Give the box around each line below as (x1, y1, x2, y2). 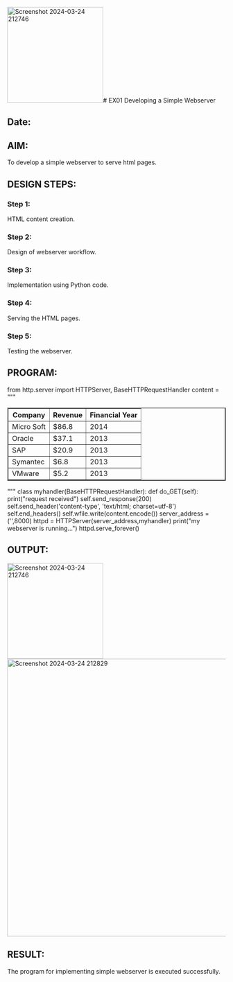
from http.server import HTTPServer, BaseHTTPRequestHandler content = (7, 385, 220, 394)
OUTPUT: (7, 544, 49, 556)
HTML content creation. (7, 215, 75, 223)
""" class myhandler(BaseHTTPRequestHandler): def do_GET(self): (7, 487, 199, 496)
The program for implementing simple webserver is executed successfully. (7, 967, 221, 975)
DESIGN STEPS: (7, 178, 77, 190)
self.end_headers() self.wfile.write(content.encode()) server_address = (7, 509, 209, 518)
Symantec (12, 457, 45, 466)
